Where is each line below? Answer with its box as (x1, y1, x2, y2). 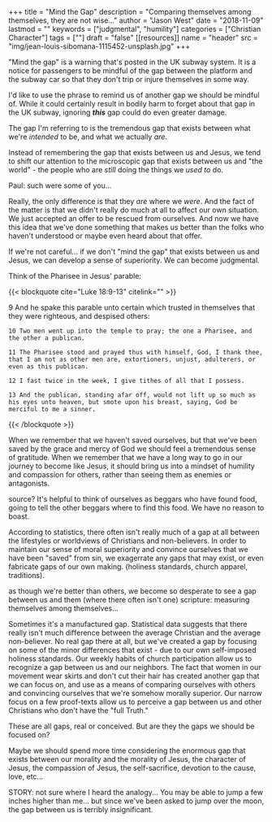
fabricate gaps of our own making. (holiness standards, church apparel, (8, 562, 248, 572)
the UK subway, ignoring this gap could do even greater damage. (8, 107, 227, 117)
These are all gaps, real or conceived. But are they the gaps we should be (8, 721, 255, 731)
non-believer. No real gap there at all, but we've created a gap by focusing (8, 637, 257, 646)
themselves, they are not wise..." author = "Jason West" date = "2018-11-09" (8, 15, 264, 25)
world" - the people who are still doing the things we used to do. (8, 165, 224, 174)
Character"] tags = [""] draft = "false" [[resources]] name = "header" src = (8, 33, 258, 42)
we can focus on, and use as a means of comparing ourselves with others (8, 680, 256, 689)
